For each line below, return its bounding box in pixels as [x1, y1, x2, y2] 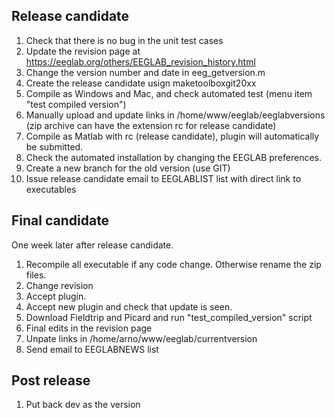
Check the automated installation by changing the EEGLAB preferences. [25, 151, 322, 163]
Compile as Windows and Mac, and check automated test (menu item [25, 87, 313, 99]
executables [25, 183, 77, 195]
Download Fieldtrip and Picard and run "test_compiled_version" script [25, 311, 313, 323]
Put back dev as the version [25, 399, 141, 411]
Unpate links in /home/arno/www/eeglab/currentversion [25, 332, 258, 344]
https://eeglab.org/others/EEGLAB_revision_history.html [25, 55, 256, 68]
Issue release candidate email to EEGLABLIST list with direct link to [25, 172, 302, 184]
